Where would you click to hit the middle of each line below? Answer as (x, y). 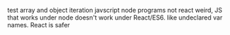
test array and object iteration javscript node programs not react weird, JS (115, 10)
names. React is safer (39, 25)
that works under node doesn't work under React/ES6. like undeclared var (115, 17)
